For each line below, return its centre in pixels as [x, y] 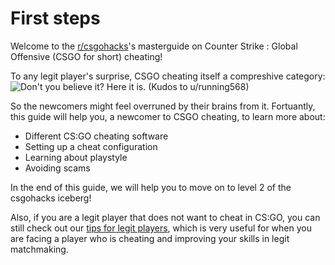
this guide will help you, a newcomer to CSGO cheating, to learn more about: [168, 116]
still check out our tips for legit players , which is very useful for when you [161, 228]
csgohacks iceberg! [51, 198]
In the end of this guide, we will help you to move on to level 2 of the [151, 187]
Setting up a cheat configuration [91, 146]
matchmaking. [39, 249]
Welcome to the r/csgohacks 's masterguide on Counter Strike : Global [154, 46]
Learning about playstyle [76, 157]
